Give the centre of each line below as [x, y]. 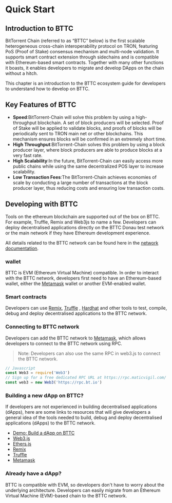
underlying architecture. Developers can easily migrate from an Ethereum [83, 490]
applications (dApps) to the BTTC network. [51, 423]
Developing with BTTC [42, 204]
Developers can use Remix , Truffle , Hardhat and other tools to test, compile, [86, 308]
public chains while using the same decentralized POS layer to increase [88, 166]
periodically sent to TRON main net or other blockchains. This [78, 133]
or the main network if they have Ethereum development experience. [78, 233]
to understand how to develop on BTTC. [47, 89]
